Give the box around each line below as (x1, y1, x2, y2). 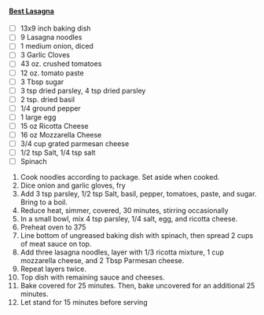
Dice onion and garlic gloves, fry (20, 181, 126, 190)
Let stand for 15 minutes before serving (20, 298, 148, 307)
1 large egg (20, 112, 57, 122)
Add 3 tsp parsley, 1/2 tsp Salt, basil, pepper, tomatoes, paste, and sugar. (20, 189, 257, 199)
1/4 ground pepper (20, 103, 81, 113)
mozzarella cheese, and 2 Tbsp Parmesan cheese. (20, 256, 185, 266)
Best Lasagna (9, 6, 54, 16)
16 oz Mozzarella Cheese (20, 130, 102, 139)
